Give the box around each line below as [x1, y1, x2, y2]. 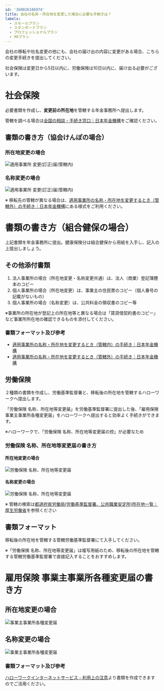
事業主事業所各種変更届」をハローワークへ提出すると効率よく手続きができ [5, 412, 155, 418]
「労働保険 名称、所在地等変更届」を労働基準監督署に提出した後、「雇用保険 [5, 406, 159, 412]
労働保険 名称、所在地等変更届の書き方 [5, 442, 97, 449]
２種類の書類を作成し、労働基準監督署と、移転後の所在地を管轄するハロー [5, 390, 155, 395]
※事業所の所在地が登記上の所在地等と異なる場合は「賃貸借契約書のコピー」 [5, 310, 158, 316]
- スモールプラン [9, 21, 40, 26]
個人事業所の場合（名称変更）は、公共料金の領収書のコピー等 [12, 299, 137, 305]
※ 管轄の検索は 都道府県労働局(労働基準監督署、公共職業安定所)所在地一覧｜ [5, 501, 158, 507]
